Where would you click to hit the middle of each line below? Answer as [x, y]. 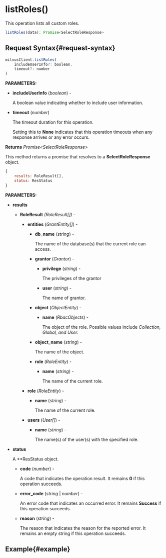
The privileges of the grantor [72, 278]
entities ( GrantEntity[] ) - [52, 224]
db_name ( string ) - [54, 234]
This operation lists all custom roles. [42, 23]
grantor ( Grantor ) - [54, 259]
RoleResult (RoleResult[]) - [48, 214]
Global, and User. [60, 332]
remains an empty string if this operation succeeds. [73, 533]
